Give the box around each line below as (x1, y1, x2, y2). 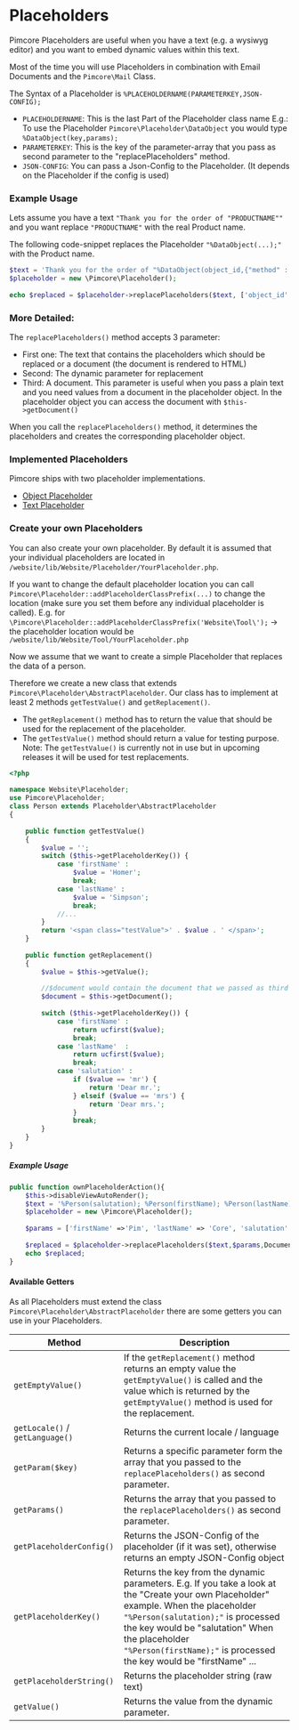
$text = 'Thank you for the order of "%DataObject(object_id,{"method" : (9, 266, 289, 275)
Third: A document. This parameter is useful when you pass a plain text (21, 377, 285, 388)
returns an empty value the (123, 1362, 237, 1375)
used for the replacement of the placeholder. (21, 723, 187, 734)
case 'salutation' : (56, 1067, 133, 1076)
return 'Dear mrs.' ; (88, 1100, 166, 1109)
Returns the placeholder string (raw (123, 1669, 272, 1682)
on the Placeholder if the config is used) (21, 170, 170, 181)
